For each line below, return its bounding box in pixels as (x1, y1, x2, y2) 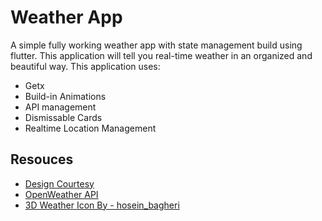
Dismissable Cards (24, 111, 103, 123)
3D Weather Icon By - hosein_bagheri (24, 199, 180, 211)
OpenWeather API (24, 188, 99, 200)
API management (24, 101, 97, 113)
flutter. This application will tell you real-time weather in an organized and (10, 49, 313, 61)
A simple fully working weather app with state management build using (10, 39, 303, 51)
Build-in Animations (24, 90, 107, 102)
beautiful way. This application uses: (10, 60, 161, 72)
